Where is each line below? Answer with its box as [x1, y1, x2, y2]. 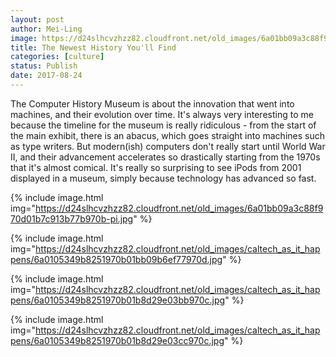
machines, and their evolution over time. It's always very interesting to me [10, 108, 314, 120]
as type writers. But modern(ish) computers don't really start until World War [10, 140, 326, 152]
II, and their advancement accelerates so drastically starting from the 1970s [10, 151, 321, 163]
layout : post [10, 14, 65, 25]
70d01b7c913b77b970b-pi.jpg [10, 212, 134, 225]
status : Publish [10, 61, 78, 71]
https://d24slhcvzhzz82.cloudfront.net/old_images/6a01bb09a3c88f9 [35, 202, 324, 214]
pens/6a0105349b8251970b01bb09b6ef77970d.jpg [10, 253, 223, 265]
